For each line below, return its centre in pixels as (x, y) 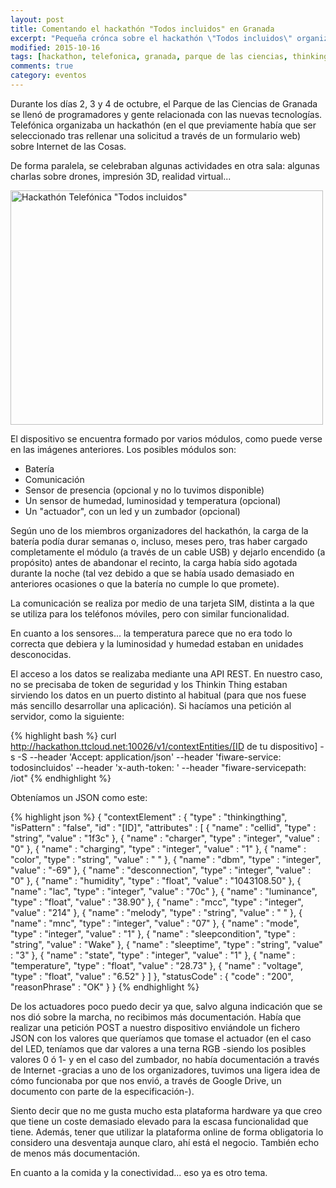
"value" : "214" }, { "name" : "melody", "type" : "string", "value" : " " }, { (156, 912)
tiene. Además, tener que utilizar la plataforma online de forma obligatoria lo (167, 1132)
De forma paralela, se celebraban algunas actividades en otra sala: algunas (165, 165)
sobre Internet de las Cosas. (68, 146)
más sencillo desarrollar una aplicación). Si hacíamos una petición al (151, 705)
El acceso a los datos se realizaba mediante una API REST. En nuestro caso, (166, 673)
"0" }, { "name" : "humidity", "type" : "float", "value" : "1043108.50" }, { (156, 880)
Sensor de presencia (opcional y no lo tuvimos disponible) (144, 490)
